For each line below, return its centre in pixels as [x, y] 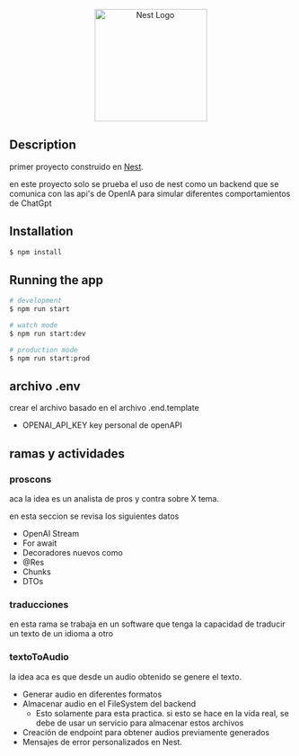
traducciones [39, 604]
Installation [41, 231]
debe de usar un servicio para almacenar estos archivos [140, 723]
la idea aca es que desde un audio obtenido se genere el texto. [126, 676]
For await [40, 543]
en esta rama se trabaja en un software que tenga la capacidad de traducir [147, 624]
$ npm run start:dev [48, 334]
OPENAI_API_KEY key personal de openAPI [102, 425]
